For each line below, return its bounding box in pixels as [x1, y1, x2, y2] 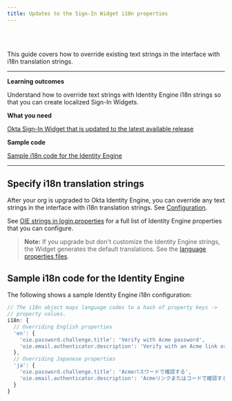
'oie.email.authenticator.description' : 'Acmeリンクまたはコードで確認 [19, 375, 217, 382]
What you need [7, 111, 52, 120]
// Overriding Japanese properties [13, 355, 116, 363]
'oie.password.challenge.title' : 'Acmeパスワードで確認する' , [19, 369, 192, 375]
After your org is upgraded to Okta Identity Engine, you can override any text [7, 196, 225, 205]
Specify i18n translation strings [7, 178, 145, 190]
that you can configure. [7, 224, 74, 232]
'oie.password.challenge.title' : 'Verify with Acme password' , [19, 336, 206, 343]
